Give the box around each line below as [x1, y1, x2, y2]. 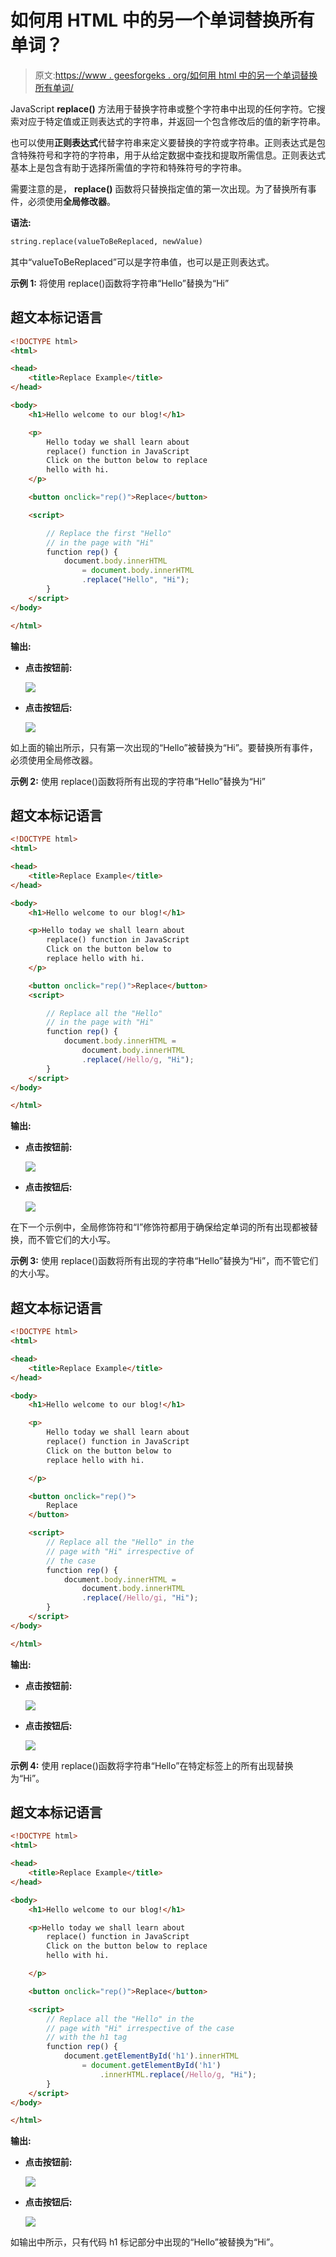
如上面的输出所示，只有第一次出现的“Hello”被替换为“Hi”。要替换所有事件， [10, 741, 318, 753]
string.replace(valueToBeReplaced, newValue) [10, 236, 203, 246]
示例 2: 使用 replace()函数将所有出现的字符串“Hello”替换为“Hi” [10, 775, 266, 787]
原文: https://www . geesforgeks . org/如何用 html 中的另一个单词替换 [34, 69, 318, 81]
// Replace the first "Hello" [46, 528, 172, 538]
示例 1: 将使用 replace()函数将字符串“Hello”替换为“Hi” [10, 277, 230, 289]
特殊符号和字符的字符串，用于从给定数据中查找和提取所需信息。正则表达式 [18, 149, 326, 161]
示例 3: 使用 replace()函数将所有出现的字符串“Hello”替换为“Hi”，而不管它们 [10, 1255, 319, 1267]
